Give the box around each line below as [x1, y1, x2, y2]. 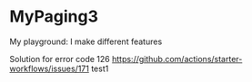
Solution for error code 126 [9, 53, 111, 64]
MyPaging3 [9, 6, 98, 27]
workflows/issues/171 [9, 63, 89, 74]
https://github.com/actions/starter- [112, 53, 243, 64]
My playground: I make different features [9, 36, 163, 47]
